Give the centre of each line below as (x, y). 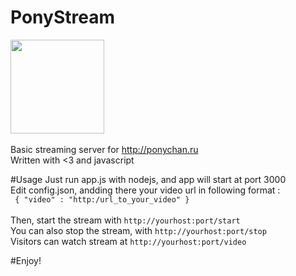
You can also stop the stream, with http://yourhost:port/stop (138, 230)
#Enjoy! (26, 260)
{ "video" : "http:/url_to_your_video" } (102, 199)
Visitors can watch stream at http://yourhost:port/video (128, 241)
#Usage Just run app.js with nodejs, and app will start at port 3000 (148, 179)
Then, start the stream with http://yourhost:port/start (125, 220)
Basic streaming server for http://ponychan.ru (104, 149)
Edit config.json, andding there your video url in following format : (145, 190)
